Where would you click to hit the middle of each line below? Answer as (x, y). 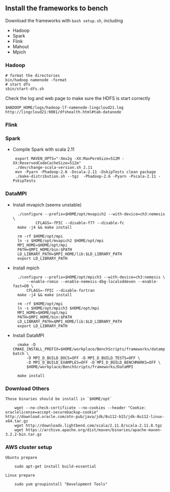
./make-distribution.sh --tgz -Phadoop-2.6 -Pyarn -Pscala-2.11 (86, 177)
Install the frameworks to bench (57, 8)
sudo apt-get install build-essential (55, 467)
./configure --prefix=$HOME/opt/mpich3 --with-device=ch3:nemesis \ (91, 277)
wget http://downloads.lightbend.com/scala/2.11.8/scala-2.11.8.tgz (88, 426)
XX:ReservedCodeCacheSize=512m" (47, 163)
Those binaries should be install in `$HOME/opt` (59, 399)
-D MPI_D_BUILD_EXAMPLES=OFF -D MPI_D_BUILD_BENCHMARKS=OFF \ (93, 362)
